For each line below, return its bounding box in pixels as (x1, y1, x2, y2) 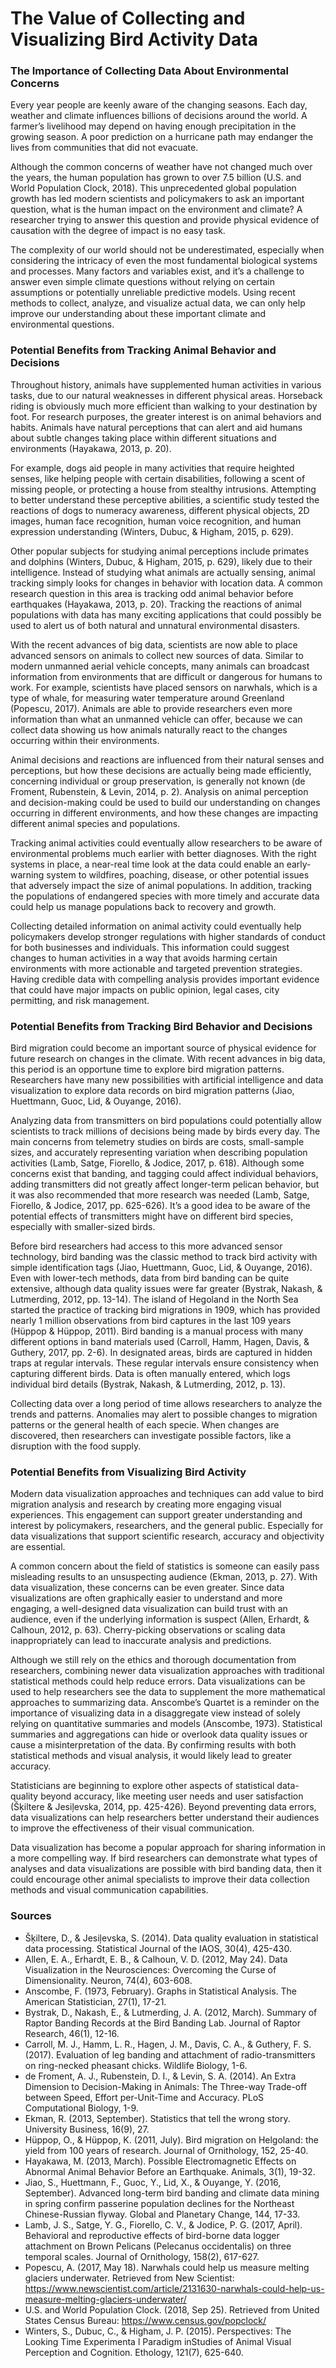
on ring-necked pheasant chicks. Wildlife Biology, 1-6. (24, 2059, 248, 2071)
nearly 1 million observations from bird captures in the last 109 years (10, 1315, 292, 1327)
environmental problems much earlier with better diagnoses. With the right (10, 847, 317, 859)
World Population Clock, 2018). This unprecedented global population (10, 182, 297, 194)
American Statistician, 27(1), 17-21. (24, 1995, 167, 2007)
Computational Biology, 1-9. (24, 2102, 139, 2114)
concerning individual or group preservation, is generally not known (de (10, 775, 306, 787)
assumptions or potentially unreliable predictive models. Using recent (10, 287, 296, 299)
